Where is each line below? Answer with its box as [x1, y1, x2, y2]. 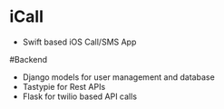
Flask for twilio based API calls [22, 91, 138, 102]
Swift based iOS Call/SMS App [22, 36, 137, 47]
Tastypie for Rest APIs [22, 81, 106, 92]
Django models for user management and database [22, 71, 215, 83]
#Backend [9, 54, 48, 64]
